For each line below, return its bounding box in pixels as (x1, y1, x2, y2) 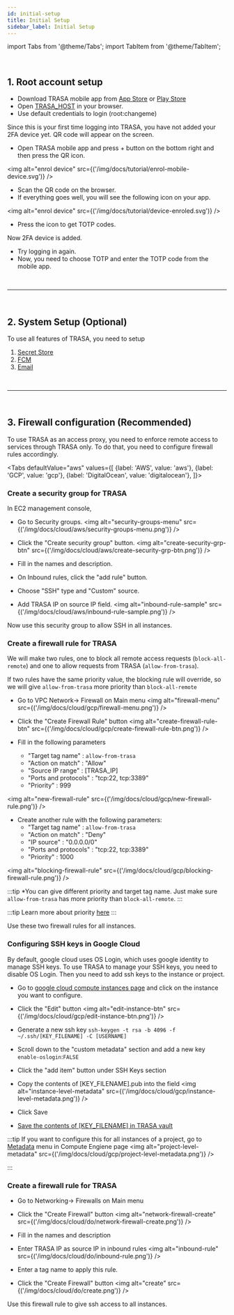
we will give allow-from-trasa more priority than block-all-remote (7, 683, 197, 691)
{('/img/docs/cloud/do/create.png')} (17, 1286, 122, 1295)
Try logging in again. (17, 247, 77, 255)
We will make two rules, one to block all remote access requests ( (7, 654, 195, 663)
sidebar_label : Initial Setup (7, 23, 95, 30)
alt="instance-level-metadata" (17, 1087, 105, 1095)
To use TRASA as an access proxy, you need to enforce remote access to (7, 435, 218, 443)
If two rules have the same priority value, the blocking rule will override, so (7, 675, 221, 684)
